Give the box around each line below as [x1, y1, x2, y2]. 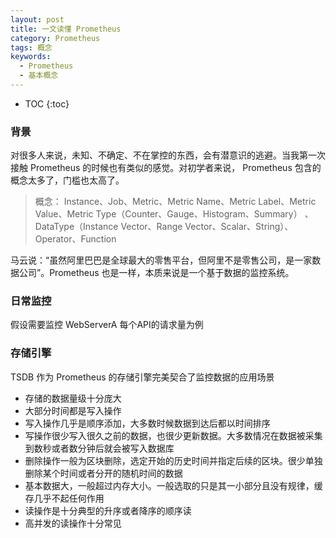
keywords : [10, 52, 52, 62]
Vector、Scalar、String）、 [184, 221, 294, 233]
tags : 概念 [10, 42, 53, 53]
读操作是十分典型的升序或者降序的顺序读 [24, 504, 192, 516]
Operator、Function [34, 233, 117, 245]
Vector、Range [120, 221, 183, 233]
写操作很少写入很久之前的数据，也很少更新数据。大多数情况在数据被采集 [24, 429, 323, 441]
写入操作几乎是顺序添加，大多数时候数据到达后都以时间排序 [24, 417, 271, 429]
